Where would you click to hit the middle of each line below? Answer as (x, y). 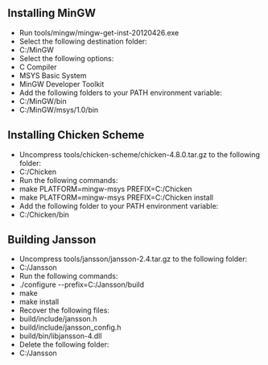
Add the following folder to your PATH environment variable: (119, 205)
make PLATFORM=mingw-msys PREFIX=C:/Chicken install (116, 197)
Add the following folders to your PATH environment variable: (121, 93)
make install (39, 302)
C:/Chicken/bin (44, 214)
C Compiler (38, 67)
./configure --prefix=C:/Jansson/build (82, 284)
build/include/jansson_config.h (70, 328)
